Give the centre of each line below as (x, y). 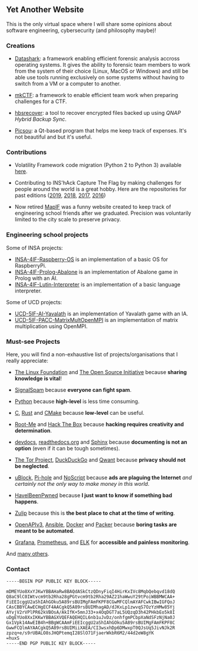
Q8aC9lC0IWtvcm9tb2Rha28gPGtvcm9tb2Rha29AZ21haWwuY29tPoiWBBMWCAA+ (91, 597)
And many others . (28, 554)
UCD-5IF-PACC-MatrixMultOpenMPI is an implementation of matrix (96, 320)
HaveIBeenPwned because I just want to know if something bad (93, 495)
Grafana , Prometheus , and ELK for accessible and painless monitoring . (102, 542)
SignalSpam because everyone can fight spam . (73, 390)
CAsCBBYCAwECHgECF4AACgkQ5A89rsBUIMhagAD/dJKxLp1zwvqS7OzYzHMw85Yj (91, 607)
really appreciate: (27, 361)
